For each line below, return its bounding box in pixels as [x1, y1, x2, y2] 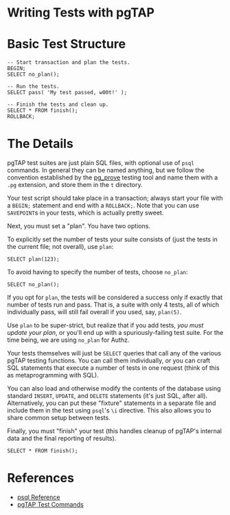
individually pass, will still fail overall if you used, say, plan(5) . [7, 308, 182, 316]
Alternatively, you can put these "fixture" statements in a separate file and [7, 399, 216, 407]
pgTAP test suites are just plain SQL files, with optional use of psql [7, 159, 194, 167]
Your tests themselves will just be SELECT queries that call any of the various [7, 349, 222, 358]
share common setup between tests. [7, 414, 111, 422]
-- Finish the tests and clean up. [7, 101, 109, 108]
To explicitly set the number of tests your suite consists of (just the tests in [7, 235, 218, 243]
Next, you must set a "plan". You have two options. [7, 222, 151, 230]
